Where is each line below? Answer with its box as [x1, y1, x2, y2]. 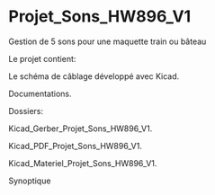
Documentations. [8, 88, 73, 99]
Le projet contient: [8, 53, 76, 64]
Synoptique [8, 175, 51, 186]
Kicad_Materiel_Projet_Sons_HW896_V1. [8, 157, 157, 168]
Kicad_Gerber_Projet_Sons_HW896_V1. [8, 123, 153, 134]
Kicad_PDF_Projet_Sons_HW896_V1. [8, 140, 143, 151]
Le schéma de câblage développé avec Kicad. [8, 70, 180, 82]
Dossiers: [8, 105, 44, 116]
